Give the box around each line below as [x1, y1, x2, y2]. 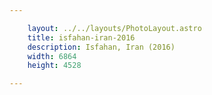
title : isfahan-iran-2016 [27, 32, 136, 43]
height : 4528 [27, 61, 82, 71]
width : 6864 [27, 51, 77, 61]
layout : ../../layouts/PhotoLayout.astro [27, 23, 202, 33]
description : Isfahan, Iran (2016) [27, 42, 176, 52]
